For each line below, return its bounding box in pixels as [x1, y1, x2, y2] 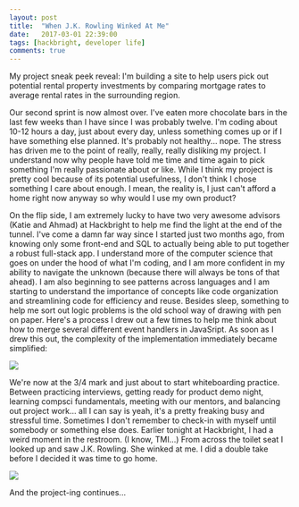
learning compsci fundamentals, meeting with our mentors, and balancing [9, 396, 281, 407]
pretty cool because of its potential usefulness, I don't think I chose [9, 173, 257, 184]
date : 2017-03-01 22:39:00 [9, 30, 118, 38]
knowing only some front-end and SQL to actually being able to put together [9, 239, 290, 249]
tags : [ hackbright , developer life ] [9, 38, 145, 47]
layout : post [9, 13, 58, 22]
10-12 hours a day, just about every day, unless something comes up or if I [9, 126, 283, 137]
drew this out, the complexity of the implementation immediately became [9, 334, 278, 344]
